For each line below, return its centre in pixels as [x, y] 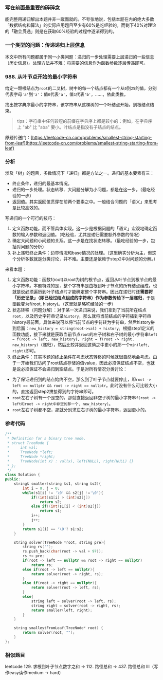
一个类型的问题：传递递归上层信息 [45, 45]
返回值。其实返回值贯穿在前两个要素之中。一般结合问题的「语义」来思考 [84, 202]
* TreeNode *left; [30, 452]
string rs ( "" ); [38, 547]
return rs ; [42, 565]
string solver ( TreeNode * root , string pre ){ [60, 542]
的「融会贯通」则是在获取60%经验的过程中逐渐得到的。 [61, 31]
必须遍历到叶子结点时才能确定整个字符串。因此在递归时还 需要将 [89, 292]
